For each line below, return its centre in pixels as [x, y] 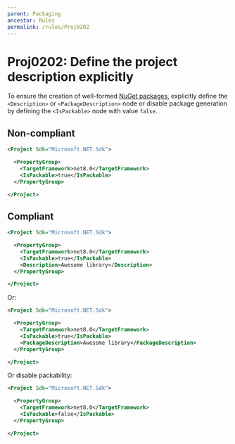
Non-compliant [41, 133]
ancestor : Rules [31, 20]
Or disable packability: [40, 375]
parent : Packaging [34, 14]
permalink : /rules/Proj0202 [49, 27]
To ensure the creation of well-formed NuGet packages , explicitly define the [118, 96]
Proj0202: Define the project [93, 62]
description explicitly [70, 76]
